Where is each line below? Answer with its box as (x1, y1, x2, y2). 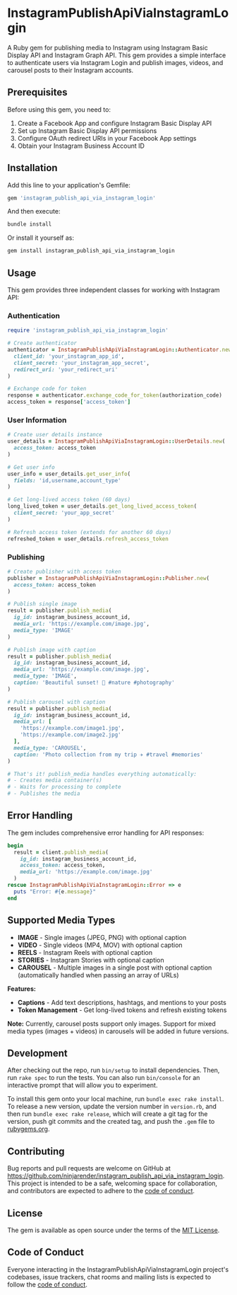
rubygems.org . (7, 1125, 50, 1133)
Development (7, 1047, 68, 1059)
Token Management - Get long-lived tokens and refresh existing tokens (17, 1006, 227, 1014)
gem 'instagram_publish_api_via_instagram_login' (7, 194, 157, 202)
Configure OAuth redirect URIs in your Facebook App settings (17, 134, 197, 142)
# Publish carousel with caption (7, 698, 106, 705)
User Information (7, 415, 67, 425)
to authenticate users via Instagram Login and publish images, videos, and (7, 58, 224, 66)
